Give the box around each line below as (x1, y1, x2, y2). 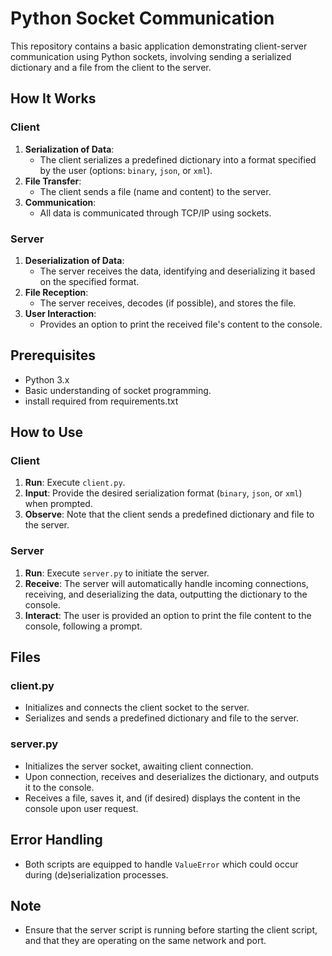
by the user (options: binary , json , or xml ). (39, 164, 213, 176)
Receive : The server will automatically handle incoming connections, (24, 577, 309, 589)
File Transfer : (24, 175, 82, 187)
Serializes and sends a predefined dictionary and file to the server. (24, 712, 300, 724)
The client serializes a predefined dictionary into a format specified (39, 153, 317, 166)
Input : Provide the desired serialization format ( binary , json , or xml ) (24, 487, 303, 499)
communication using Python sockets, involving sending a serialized (10, 50, 292, 62)
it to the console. (24, 781, 95, 793)
